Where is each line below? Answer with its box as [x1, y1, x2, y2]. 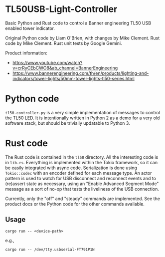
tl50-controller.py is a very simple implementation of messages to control [5, 109, 161, 115]
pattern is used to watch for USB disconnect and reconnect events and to [5, 175, 156, 181]
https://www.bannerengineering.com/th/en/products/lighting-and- [12, 70, 149, 76]
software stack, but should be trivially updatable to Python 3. [5, 120, 131, 126]
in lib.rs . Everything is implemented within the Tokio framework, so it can [5, 159, 158, 165]
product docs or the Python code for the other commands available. [5, 201, 145, 207]
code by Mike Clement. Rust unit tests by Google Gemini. [5, 40, 122, 46]
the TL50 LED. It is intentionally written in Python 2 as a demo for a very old [5, 115, 160, 121]
